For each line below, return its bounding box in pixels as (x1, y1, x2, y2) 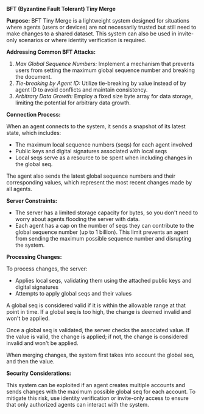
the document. (15, 73, 52, 80)
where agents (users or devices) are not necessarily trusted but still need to (6, 24, 197, 31)
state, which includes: (6, 129, 62, 136)
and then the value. (6, 358, 55, 365)
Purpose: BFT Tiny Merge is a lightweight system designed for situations (6, 17, 190, 24)
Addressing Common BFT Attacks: (6, 48, 96, 56)
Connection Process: (6, 111, 61, 118)
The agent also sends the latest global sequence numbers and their (6, 172, 175, 180)
